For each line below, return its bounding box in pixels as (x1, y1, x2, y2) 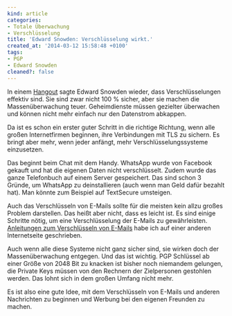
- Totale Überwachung (7, 23, 70, 30)
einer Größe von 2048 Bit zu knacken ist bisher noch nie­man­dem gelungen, (7, 259, 223, 267)
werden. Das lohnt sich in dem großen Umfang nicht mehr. (7, 274, 174, 282)
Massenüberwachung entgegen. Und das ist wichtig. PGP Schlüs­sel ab (7, 251, 210, 260)
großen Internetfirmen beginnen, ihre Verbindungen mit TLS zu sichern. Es (7, 130, 220, 139)
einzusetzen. (7, 145, 44, 153)
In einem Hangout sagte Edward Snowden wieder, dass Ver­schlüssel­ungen (7, 88, 222, 96)
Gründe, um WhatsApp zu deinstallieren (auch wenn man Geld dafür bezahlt (7, 181, 225, 189)
